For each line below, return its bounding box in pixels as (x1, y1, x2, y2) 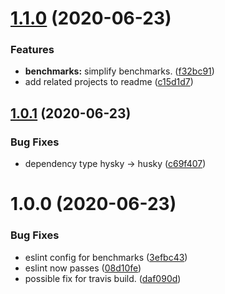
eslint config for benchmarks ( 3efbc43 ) (24, 251, 188, 263)
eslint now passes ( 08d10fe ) (24, 262, 142, 274)
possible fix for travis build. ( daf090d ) (24, 272, 182, 284)
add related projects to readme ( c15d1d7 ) (24, 76, 194, 88)
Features (10, 43, 55, 57)
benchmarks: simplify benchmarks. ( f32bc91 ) (24, 65, 215, 77)
